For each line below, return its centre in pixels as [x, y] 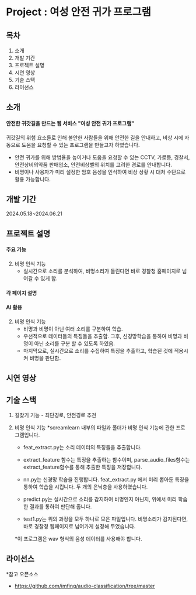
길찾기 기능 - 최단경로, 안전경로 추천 [55, 415]
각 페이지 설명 [21, 293]
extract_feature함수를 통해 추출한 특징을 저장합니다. [83, 467]
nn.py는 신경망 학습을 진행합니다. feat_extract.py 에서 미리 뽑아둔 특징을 [106, 479]
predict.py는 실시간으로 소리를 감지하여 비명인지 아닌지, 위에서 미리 [100, 499]
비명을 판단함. [45, 358]
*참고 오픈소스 [22, 574]
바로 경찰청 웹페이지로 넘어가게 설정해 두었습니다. [79, 526]
